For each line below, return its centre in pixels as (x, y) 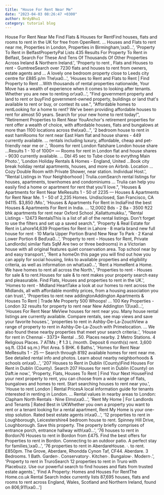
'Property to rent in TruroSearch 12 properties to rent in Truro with (71, 461)
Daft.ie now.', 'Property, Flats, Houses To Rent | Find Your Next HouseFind (79, 374)
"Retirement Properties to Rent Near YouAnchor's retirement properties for (80, 120)
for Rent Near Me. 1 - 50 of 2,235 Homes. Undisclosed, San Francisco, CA (79, 197)
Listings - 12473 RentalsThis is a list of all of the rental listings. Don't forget (80, 218)
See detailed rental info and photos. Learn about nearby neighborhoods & (79, 358)
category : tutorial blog (30, 23)
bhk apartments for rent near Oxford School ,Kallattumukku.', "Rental (74, 213)
